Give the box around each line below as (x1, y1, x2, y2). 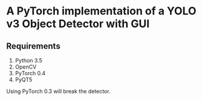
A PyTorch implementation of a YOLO (6, 4, 197, 18)
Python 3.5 (15, 57, 42, 64)
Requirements (6, 41, 60, 51)
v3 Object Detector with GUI (6, 17, 150, 31)
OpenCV (15, 63, 37, 70)
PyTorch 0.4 (15, 70, 46, 76)
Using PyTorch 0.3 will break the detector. (6, 88, 111, 94)
